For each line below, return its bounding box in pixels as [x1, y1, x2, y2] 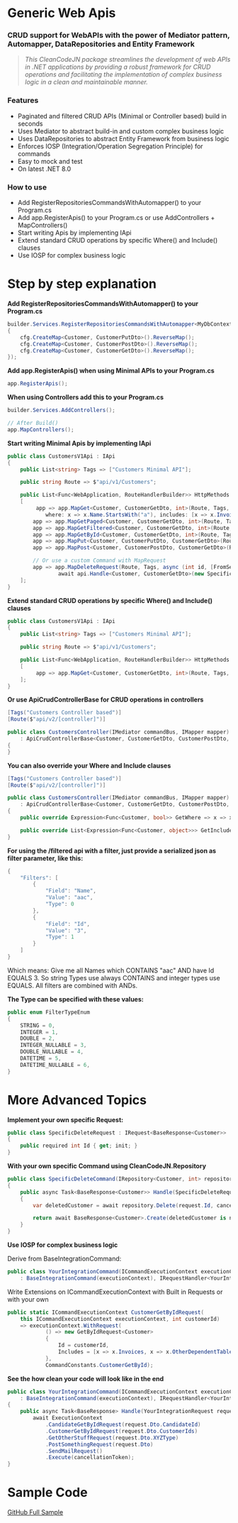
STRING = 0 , [20, 1021, 55, 1029]
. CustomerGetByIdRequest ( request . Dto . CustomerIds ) [45, 1427, 198, 1434]
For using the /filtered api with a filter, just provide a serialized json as [7, 846, 217, 855]
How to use [7, 182, 47, 192]
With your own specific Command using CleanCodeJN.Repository [7, 1162, 207, 1170]
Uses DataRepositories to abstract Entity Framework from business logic [17, 134, 229, 143]
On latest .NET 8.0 [17, 165, 72, 173]
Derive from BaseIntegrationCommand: [7, 1254, 122, 1263]
